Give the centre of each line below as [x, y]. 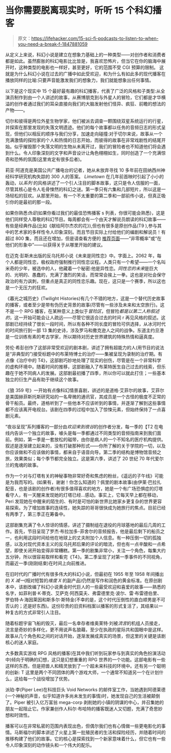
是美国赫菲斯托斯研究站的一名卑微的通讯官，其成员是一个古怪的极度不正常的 [85, 397]
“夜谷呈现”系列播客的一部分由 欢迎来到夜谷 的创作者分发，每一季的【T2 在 [82, 426]
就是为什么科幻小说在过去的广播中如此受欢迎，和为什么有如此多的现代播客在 [85, 74]
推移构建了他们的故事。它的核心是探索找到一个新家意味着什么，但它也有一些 [85, 739]
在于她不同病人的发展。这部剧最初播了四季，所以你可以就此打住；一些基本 [88, 373]
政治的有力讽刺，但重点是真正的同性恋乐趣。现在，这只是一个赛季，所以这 [83, 281]
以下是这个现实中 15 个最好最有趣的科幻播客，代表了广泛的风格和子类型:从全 [85, 91]
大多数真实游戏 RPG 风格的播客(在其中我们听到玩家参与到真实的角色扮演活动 [85, 653]
